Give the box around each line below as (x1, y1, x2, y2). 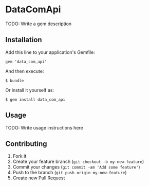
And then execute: (5, 68, 44, 74)
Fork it (12, 153, 27, 159)
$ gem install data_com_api (5, 97, 66, 102)
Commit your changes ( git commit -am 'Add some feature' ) (12, 164, 140, 170)
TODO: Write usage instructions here (5, 124, 83, 131)
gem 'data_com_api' (5, 59, 47, 64)
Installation (5, 35, 42, 44)
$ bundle (5, 78, 24, 83)
